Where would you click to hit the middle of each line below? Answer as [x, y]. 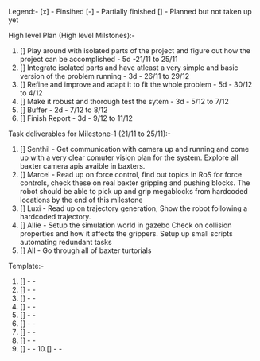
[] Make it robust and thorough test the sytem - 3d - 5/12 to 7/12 [124, 101]
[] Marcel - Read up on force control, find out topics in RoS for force [131, 175]
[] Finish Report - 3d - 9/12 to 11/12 [76, 118]
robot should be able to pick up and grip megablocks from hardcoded [134, 191]
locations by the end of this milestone [81, 200]
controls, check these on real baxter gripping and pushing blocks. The [135, 183]
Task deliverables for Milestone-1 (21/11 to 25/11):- [89, 134]
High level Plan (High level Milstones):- [72, 35]
